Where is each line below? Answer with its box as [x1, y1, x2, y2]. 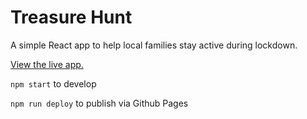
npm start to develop [10, 77, 97, 90]
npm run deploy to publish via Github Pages [10, 97, 189, 109]
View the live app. [10, 58, 84, 70]
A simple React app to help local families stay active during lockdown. [10, 39, 298, 51]
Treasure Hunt [10, 6, 133, 29]
